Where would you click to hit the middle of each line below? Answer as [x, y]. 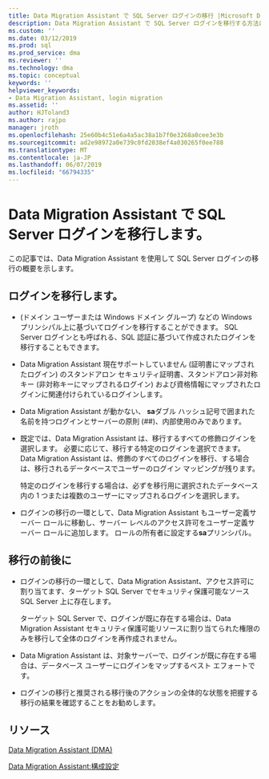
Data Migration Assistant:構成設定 [64, 766]
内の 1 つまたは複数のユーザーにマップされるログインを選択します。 [132, 495]
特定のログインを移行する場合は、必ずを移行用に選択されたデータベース [139, 485]
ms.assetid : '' [34, 105]
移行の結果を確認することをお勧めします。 [90, 702]
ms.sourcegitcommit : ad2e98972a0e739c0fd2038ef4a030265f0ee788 [116, 142]
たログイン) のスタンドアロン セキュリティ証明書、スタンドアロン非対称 [139, 374]
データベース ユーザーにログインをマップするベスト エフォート [145, 665]
